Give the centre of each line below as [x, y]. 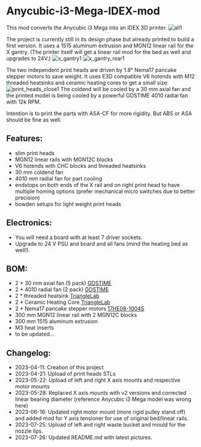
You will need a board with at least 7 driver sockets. [79, 237]
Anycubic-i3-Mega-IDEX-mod [83, 11]
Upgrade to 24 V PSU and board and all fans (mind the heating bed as [101, 243]
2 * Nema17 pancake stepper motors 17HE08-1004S [79, 309]
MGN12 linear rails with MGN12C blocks [64, 159]
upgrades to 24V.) [28, 58]
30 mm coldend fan [39, 172]
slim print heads [35, 153]
